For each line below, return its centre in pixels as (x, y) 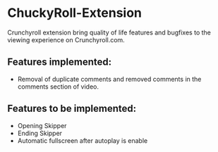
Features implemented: (59, 62)
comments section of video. (58, 87)
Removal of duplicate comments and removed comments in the (109, 79)
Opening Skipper (42, 125)
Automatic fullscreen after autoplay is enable (83, 140)
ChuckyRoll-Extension (75, 13)
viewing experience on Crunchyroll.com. (66, 39)
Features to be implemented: (72, 109)
